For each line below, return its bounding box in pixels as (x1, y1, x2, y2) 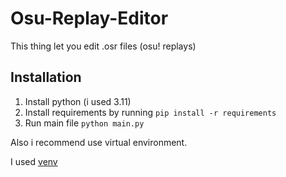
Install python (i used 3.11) (24, 95, 132, 107)
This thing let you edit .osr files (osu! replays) (10, 40, 197, 52)
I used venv (10, 155, 58, 167)
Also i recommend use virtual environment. (10, 136, 188, 148)
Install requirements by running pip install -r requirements (24, 106, 277, 118)
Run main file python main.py (24, 117, 145, 129)
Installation (10, 69, 82, 86)
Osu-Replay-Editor (10, 7, 169, 30)
